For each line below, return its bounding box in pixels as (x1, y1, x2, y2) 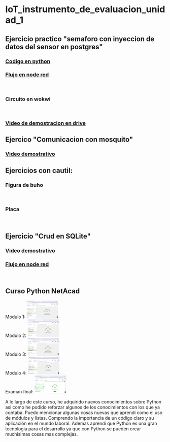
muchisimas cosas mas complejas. (5, 431, 78, 437)
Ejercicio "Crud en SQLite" (5, 232, 91, 241)
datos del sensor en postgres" (5, 42, 103, 51)
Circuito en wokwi (5, 95, 51, 103)
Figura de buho (5, 181, 44, 188)
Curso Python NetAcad (5, 287, 80, 295)
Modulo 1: (5, 314, 26, 320)
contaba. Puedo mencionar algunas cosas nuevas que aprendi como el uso (5, 410, 163, 416)
